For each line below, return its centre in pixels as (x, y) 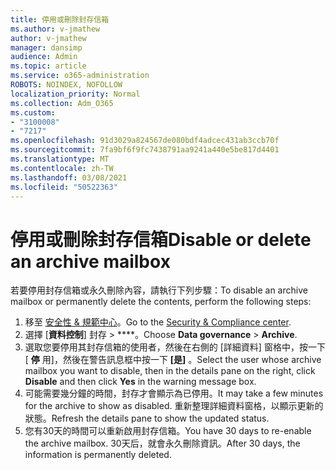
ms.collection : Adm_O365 (62, 103)
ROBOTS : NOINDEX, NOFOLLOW (66, 85)
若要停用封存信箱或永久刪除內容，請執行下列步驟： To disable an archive (159, 290)
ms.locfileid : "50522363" (64, 187)
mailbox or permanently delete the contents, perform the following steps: (161, 302)
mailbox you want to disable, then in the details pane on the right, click (170, 371)
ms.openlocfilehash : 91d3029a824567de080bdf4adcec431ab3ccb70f (145, 141)
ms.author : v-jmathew (55, 29)
